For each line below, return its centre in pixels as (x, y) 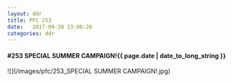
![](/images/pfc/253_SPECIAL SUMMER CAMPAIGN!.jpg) (89, 71)
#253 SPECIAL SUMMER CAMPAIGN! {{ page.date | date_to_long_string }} (117, 55)
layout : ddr (25, 14)
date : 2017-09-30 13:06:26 (50, 27)
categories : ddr (31, 33)
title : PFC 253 (29, 20)
